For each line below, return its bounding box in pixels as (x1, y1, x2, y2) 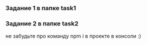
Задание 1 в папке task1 (5, 4, 77, 12)
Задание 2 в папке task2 (5, 19, 78, 27)
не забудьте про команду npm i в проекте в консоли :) (5, 33, 142, 40)
